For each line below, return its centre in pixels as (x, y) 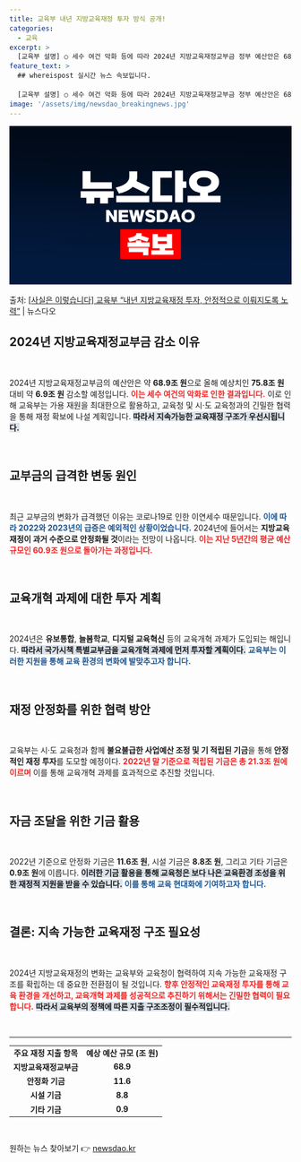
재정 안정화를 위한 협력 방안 (80, 709)
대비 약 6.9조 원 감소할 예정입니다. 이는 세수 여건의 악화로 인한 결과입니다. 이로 (146, 393)
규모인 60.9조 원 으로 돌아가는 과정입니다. (81, 550)
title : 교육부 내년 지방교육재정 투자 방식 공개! (88, 19)
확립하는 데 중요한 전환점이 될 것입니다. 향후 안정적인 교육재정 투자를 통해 (153, 984)
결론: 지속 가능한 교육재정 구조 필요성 (105, 932)
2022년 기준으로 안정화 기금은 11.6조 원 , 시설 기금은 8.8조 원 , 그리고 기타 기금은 (149, 862)
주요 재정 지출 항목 (46, 1053)
